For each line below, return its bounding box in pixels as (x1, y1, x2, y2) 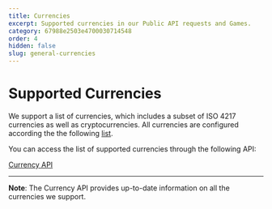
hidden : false (8, 42, 57, 50)
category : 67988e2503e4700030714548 (8, 27, 132, 35)
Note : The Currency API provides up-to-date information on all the (8, 183, 231, 193)
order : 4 (8, 34, 38, 43)
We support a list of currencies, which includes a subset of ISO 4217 (8, 111, 236, 121)
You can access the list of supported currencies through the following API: (8, 143, 257, 154)
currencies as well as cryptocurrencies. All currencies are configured (8, 119, 239, 130)
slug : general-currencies (8, 49, 96, 58)
